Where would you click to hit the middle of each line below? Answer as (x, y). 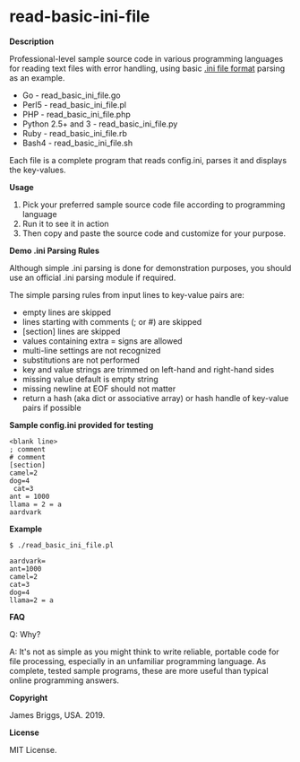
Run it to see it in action (65, 223)
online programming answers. (64, 680)
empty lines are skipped (67, 312)
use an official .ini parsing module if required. (93, 277)
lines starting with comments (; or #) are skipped (112, 321)
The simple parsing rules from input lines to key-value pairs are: (127, 294)
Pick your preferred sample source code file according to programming (154, 205)
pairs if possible (52, 407)
